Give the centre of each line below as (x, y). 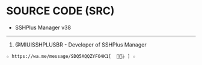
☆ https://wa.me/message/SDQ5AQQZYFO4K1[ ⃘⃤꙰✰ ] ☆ (71, 56)
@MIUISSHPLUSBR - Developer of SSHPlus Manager (81, 44)
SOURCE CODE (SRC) (60, 11)
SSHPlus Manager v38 (43, 27)
